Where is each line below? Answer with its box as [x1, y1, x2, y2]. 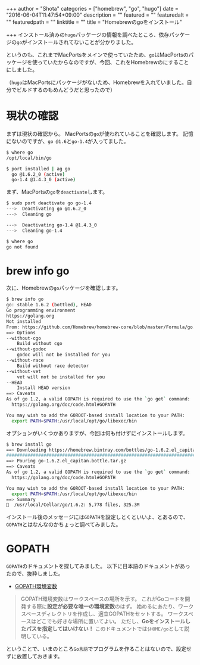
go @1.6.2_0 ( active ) [11, 171, 65, 178]
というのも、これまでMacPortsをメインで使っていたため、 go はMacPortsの [6, 51, 189, 58]
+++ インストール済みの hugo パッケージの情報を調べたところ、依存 [6, 31, 170, 38]
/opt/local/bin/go [6, 155, 52, 161]
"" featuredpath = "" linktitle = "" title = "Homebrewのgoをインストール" [6, 18, 183, 26]
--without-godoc [6, 346, 46, 352]
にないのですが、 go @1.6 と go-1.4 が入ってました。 [6, 137, 129, 145]
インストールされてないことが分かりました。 [27, 39, 137, 45]
